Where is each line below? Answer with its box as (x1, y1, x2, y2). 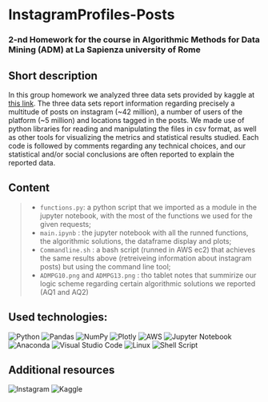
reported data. (8, 157, 56, 167)
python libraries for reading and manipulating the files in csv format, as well (8, 124, 258, 133)
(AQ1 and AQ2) (39, 287, 90, 297)
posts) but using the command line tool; (39, 261, 171, 271)
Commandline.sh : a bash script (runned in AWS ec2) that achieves (39, 245, 256, 254)
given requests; (39, 219, 92, 229)
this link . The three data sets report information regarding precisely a (8, 98, 235, 108)
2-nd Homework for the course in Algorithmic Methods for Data (8, 34, 260, 46)
